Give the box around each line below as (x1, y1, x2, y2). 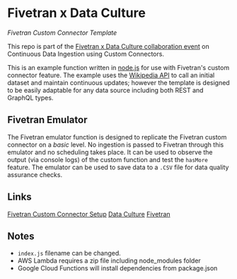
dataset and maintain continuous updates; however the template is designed (7, 78, 230, 86)
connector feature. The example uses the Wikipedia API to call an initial (7, 71, 215, 79)
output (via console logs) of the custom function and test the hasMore (7, 155, 209, 164)
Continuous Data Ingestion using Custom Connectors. (7, 50, 165, 58)
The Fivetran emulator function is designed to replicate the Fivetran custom (7, 132, 227, 141)
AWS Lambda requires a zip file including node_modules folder (17, 256, 202, 265)
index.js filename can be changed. (17, 249, 122, 258)
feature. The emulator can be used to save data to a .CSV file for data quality (7, 163, 229, 171)
